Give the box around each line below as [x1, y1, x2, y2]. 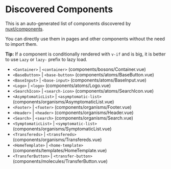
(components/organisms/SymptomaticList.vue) [12, 126, 112, 132]
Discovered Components [5, 4, 113, 15]
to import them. [5, 41, 38, 47]
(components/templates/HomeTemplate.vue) [12, 147, 107, 153]
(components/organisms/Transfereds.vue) [12, 136, 102, 143]
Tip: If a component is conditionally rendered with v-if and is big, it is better [5, 51, 166, 57]
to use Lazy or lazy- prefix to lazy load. [5, 56, 88, 62]
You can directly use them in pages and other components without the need [5, 36, 165, 42]
